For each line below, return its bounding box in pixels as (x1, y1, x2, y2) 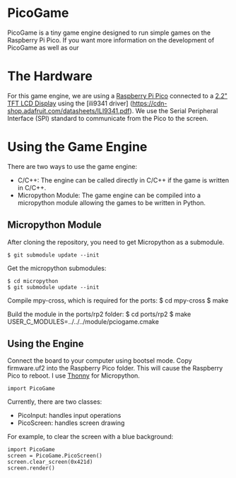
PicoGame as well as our (7, 43, 79, 52)
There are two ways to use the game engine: (7, 162, 138, 170)
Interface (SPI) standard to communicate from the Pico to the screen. (7, 114, 208, 122)
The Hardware (7, 69, 93, 84)
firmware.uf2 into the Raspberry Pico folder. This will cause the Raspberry (7, 364, 223, 373)
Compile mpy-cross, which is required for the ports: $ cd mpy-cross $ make (7, 296, 229, 305)
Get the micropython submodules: (7, 264, 107, 272)
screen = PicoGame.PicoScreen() (7, 453, 102, 460)
